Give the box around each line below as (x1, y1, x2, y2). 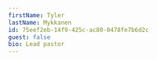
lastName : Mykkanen (8, 19, 72, 26)
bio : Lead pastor (8, 41, 65, 48)
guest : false (8, 33, 51, 41)
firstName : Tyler (8, 11, 65, 19)
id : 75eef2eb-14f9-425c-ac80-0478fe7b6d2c (8, 26, 149, 34)
